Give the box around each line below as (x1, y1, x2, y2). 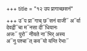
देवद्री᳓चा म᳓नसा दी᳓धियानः (6, 24, 58, 31)
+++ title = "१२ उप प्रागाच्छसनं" (6, 5, 74, 12)
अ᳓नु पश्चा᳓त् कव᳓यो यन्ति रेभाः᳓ (6, 37, 69, 44)
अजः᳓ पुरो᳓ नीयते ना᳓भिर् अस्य (6, 31, 65, 38)
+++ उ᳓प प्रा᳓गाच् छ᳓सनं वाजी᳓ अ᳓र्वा (6, 17, 80, 24)
